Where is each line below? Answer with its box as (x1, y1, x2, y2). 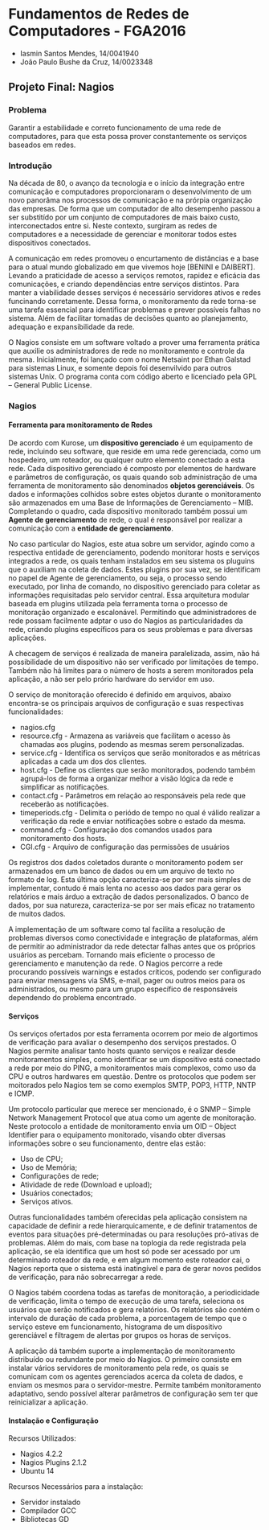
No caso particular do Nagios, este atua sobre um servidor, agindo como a (8, 539, 255, 549)
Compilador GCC (19, 1506, 76, 1516)
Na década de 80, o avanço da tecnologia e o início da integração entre (8, 178, 245, 187)
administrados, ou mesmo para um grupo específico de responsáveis (8, 984, 238, 994)
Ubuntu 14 (19, 1466, 55, 1476)
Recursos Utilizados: (8, 1434, 76, 1443)
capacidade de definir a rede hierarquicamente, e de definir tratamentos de (8, 1221, 258, 1231)
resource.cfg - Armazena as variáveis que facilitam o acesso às (19, 731, 231, 740)
